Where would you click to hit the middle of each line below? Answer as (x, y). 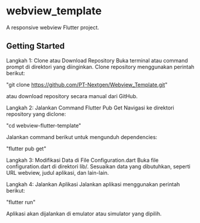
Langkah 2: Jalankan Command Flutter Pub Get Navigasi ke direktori (90, 108)
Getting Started (36, 46)
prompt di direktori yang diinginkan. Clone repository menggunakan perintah (100, 67)
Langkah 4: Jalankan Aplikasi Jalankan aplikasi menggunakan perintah (93, 184)
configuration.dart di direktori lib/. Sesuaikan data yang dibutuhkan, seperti (99, 166)
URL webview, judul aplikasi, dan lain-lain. (58, 172)
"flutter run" (21, 202)
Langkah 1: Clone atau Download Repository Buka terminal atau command (97, 60)
